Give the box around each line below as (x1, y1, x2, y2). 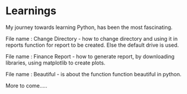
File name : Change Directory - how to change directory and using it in (5, 35, 178, 42)
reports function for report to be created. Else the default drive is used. (5, 41, 179, 48)
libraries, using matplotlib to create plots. (5, 59, 106, 66)
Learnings (5, 4, 57, 18)
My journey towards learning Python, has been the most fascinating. (5, 24, 173, 31)
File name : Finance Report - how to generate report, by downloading (5, 53, 175, 60)
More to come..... (5, 82, 47, 89)
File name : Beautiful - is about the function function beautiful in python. (5, 70, 182, 77)
